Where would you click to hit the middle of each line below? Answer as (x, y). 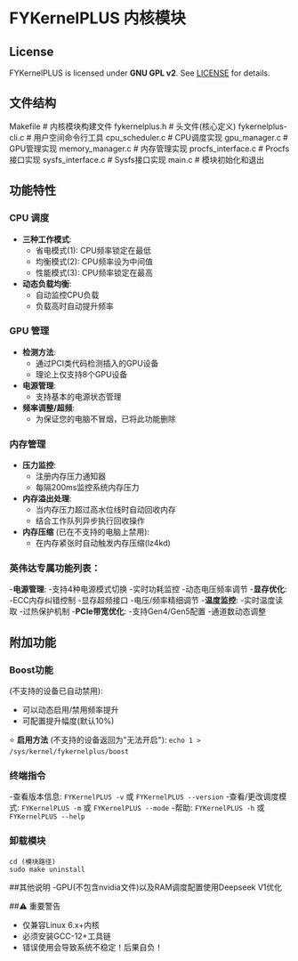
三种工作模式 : (47, 239)
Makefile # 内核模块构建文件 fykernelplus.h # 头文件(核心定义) (123, 126)
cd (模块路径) (32, 861)
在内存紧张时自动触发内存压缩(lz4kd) (103, 543)
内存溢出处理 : (47, 498)
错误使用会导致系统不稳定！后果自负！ (92, 947)
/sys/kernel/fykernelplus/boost (69, 752)
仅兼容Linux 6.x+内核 (61, 925)
